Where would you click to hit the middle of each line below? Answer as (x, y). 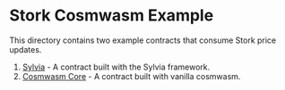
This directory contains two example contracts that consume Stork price (143, 40)
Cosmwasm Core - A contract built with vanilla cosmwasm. (131, 76)
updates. (26, 49)
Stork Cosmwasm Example (112, 16)
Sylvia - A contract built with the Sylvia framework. (116, 67)
